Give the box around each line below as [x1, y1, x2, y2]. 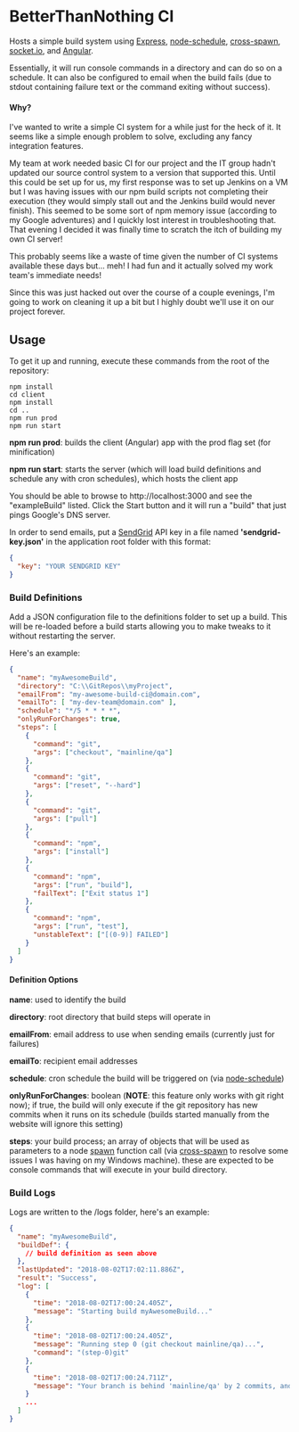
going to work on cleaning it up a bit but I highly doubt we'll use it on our [9, 297, 274, 308]
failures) [9, 1038, 40, 1049]
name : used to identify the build [9, 994, 126, 1005]
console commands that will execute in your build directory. [9, 1164, 228, 1174]
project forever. [9, 306, 66, 317]
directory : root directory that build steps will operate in [9, 1011, 211, 1022]
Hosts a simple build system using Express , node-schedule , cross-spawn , [9, 36, 281, 46]
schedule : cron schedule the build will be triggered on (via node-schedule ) [9, 1073, 285, 1083]
